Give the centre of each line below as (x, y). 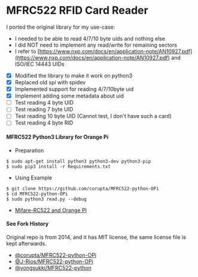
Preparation (29, 150)
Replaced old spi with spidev (50, 82)
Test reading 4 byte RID (44, 123)
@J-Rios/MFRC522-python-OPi (54, 261)
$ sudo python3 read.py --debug (46, 199)
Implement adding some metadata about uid (69, 96)
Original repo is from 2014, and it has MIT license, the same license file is (96, 237)
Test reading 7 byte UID (44, 109)
